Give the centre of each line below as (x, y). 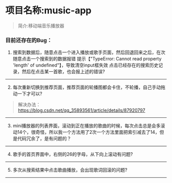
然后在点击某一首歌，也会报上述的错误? (63, 72)
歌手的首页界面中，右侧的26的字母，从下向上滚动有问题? (73, 154)
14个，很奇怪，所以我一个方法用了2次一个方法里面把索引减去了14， (88, 132)
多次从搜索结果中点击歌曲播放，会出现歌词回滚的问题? (70, 170)
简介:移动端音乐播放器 (41, 26)
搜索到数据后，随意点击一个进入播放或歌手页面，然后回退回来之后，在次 (89, 52)
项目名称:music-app (48, 11)
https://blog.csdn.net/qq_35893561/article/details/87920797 (81, 110)
